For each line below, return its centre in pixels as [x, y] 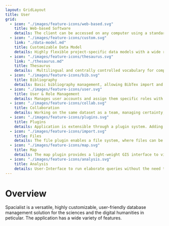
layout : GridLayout [26, 10]
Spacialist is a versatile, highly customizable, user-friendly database [76, 207]
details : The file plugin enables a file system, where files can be [89, 141]
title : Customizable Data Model [48, 47]
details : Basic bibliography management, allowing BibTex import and [89, 84]
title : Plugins [30, 122]
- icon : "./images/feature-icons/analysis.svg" [61, 159]
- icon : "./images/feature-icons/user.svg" [56, 89]
